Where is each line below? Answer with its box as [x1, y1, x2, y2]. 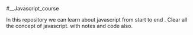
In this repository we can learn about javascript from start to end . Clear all [6, 16, 188, 23]
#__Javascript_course [6, 5, 59, 12]
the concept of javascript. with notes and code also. [6, 23, 133, 29]
